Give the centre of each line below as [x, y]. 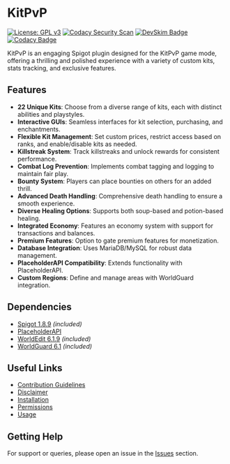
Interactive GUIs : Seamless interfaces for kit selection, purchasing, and [120, 122]
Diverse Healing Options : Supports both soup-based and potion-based [120, 210]
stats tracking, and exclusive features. [62, 68]
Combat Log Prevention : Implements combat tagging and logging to [116, 166]
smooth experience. [46, 203]
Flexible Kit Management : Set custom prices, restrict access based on [119, 136]
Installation [33, 400]
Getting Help [35, 436]
